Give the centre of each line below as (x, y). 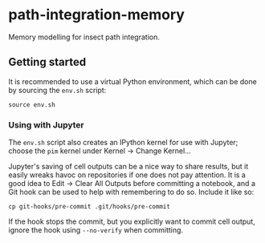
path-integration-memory (96, 15)
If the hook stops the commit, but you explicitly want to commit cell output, (132, 221)
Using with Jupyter (46, 124)
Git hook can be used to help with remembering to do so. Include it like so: (131, 192)
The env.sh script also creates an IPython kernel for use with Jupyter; (123, 143)
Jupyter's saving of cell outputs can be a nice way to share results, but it (128, 167)
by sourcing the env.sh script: (57, 90)
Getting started (47, 62)
